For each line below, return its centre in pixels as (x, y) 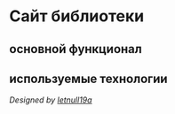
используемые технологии (88, 78)
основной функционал (76, 49)
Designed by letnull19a (51, 100)
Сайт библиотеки (77, 16)
